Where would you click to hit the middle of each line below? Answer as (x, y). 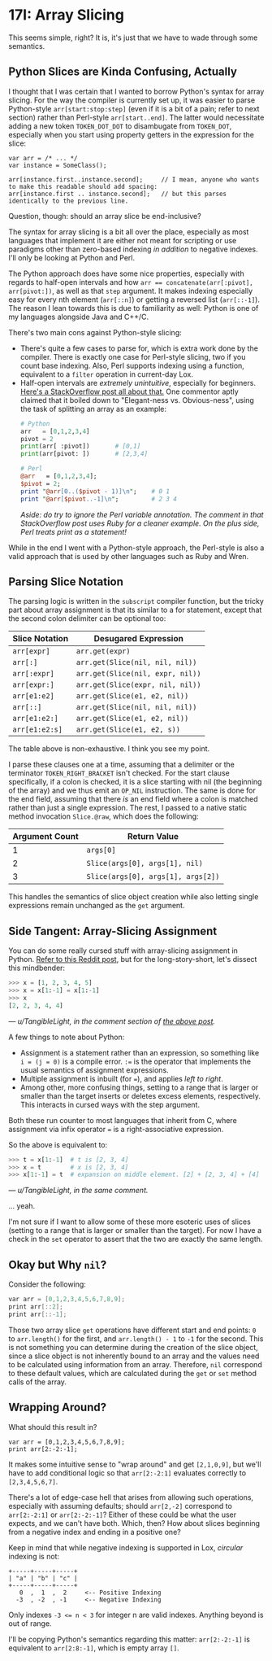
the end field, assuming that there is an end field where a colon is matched (133, 799)
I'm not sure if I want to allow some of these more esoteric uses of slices (130, 1222)
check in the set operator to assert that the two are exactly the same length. (136, 1239)
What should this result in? (53, 1427)
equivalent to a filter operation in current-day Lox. (106, 374)
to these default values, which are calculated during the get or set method (133, 1373)
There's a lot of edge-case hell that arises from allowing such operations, (131, 1497)
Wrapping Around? (58, 1407)
